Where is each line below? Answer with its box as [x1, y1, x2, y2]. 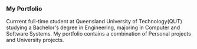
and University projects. [6, 37, 64, 44]
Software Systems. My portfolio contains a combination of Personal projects [6, 30, 192, 37]
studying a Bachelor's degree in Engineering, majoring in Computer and [6, 24, 180, 31]
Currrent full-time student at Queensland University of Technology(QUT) [6, 18, 183, 25]
